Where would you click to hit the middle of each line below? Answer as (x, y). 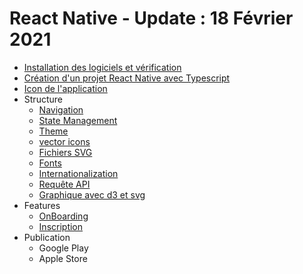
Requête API (64, 184)
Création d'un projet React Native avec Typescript (127, 78)
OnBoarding (63, 216)
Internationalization (78, 173)
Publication (47, 237)
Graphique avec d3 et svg (92, 194)
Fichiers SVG (65, 152)
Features (42, 205)
